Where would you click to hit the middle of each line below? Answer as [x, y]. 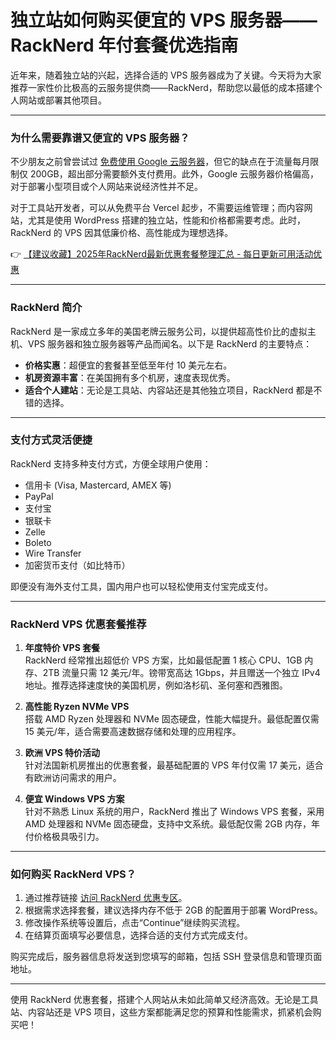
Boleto [38, 542]
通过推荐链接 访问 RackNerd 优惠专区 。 [106, 898]
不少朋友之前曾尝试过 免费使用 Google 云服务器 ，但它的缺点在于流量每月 [160, 162]
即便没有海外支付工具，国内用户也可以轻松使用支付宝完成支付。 [141, 586]
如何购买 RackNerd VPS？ [73, 874]
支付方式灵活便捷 [51, 440]
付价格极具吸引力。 [64, 837]
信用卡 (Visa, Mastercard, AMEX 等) [98, 485]
